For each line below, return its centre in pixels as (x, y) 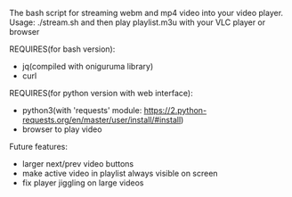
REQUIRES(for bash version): (62, 49)
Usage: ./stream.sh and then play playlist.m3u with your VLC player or (138, 22)
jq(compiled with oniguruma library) (88, 66)
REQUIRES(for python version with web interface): (101, 93)
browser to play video (62, 129)
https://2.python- (175, 110)
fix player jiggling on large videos (83, 183)
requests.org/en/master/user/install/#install (101, 120)
